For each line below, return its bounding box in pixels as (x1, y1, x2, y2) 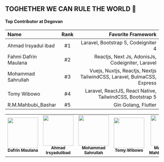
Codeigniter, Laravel (110, 59, 157, 66)
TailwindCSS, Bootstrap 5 (98, 93, 157, 100)
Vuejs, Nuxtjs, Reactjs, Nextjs (89, 67, 157, 74)
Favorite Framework (109, 31, 157, 38)
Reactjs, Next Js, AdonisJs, (94, 53, 157, 60)
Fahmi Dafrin (7, 53, 37, 60)
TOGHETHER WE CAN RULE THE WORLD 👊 (5, 5, 137, 13)
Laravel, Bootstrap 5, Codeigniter (81, 39, 157, 46)
